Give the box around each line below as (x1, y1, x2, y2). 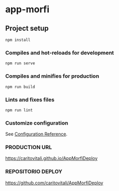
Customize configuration (5, 119, 69, 126)
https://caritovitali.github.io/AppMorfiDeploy (5, 155, 98, 161)
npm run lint (5, 107, 33, 113)
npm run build (5, 84, 36, 89)
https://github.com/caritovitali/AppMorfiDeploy (5, 180, 103, 186)
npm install (5, 37, 31, 42)
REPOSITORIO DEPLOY (5, 168, 63, 175)
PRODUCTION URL (5, 144, 52, 151)
